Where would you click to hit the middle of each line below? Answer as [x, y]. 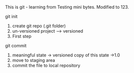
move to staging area [34, 60]
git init [12, 16]
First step [22, 36]
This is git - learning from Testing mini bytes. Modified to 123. [67, 7]
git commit [16, 46]
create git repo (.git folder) [39, 26]
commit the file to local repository [46, 65]
